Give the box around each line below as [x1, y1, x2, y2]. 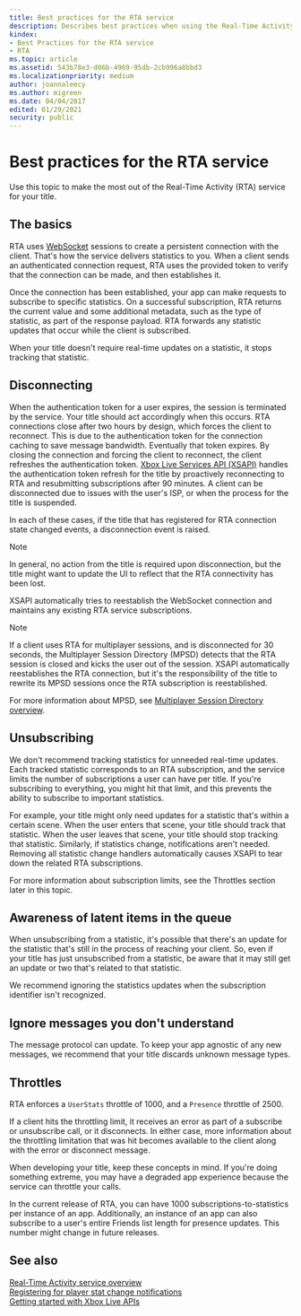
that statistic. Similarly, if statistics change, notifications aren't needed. [9, 838, 271, 849]
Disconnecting [9, 378, 93, 393]
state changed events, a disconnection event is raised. [9, 524, 211, 535]
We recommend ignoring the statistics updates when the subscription [9, 980, 266, 991]
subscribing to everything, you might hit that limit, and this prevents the [9, 782, 272, 794]
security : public [9, 113, 74, 122]
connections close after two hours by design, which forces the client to [9, 421, 271, 431]
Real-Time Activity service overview [9, 1277, 142, 1287]
